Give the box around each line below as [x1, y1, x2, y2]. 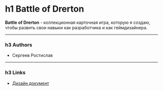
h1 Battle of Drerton [5, 3, 84, 15]
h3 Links [5, 69, 26, 76]
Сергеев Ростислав [12, 53, 53, 58]
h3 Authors [5, 41, 33, 48]
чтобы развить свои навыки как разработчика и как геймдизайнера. [5, 24, 148, 30]
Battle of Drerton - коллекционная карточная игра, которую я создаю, [5, 19, 150, 25]
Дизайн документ [12, 80, 49, 86]
